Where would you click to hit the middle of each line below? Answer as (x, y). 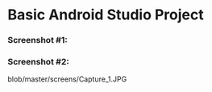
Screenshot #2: (38, 62)
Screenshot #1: (37, 40)
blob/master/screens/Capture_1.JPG (67, 79)
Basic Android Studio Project (106, 15)
